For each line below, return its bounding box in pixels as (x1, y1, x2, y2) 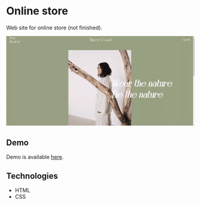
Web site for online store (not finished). (6, 24, 103, 31)
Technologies (6, 171, 59, 181)
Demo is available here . (6, 153, 64, 161)
